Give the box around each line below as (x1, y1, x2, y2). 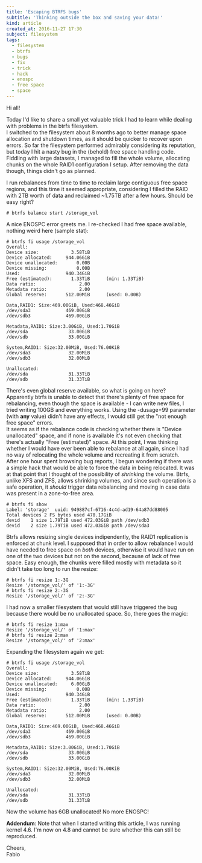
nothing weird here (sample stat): (6, 227, 89, 234)
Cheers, (6, 844, 26, 852)
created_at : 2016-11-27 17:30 (6, 25, 83, 32)
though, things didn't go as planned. (6, 167, 96, 174)
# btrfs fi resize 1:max (6, 621, 69, 628)
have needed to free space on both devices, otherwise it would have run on (6, 545, 194, 553)
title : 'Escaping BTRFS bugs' (6, 8, 83, 15)
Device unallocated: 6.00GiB (6, 681, 90, 687)
